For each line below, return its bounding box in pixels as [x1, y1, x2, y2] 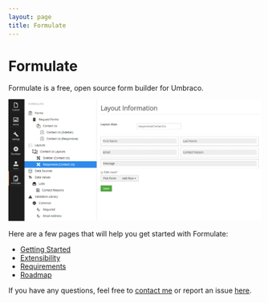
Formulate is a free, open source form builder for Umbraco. [8, 83, 205, 93]
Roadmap [19, 270, 52, 280]
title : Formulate [8, 21, 67, 30]
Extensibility [19, 253, 61, 263]
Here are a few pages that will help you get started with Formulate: [8, 229, 229, 239]
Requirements [19, 261, 67, 272]
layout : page [8, 13, 52, 21]
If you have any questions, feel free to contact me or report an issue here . [8, 285, 252, 296]
